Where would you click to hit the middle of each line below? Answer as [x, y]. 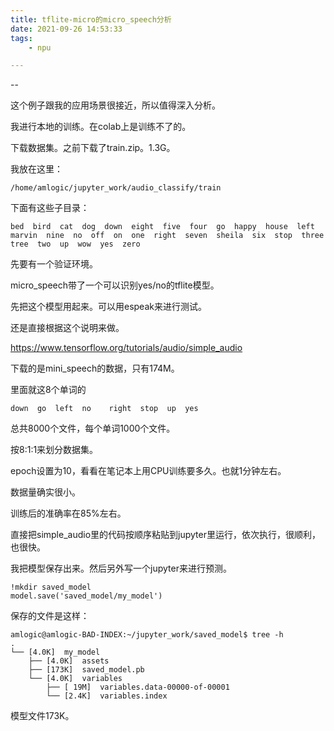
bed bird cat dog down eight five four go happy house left [162, 227]
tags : [21, 38]
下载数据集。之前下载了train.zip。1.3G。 [93, 148]
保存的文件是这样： [50, 616]
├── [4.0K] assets [69, 661]
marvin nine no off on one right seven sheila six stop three [167, 236]
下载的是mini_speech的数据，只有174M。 [95, 368]
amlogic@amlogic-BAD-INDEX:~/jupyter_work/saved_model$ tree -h [147, 635]
